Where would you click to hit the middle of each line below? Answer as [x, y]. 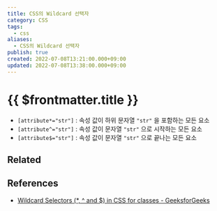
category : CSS [28, 20]
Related [24, 160]
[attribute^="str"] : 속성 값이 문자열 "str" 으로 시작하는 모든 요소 [110, 129]
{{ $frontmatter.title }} [73, 100]
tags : [15, 26]
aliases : [20, 40]
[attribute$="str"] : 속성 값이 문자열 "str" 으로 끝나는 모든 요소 [107, 137]
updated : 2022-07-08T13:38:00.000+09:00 [67, 65]
